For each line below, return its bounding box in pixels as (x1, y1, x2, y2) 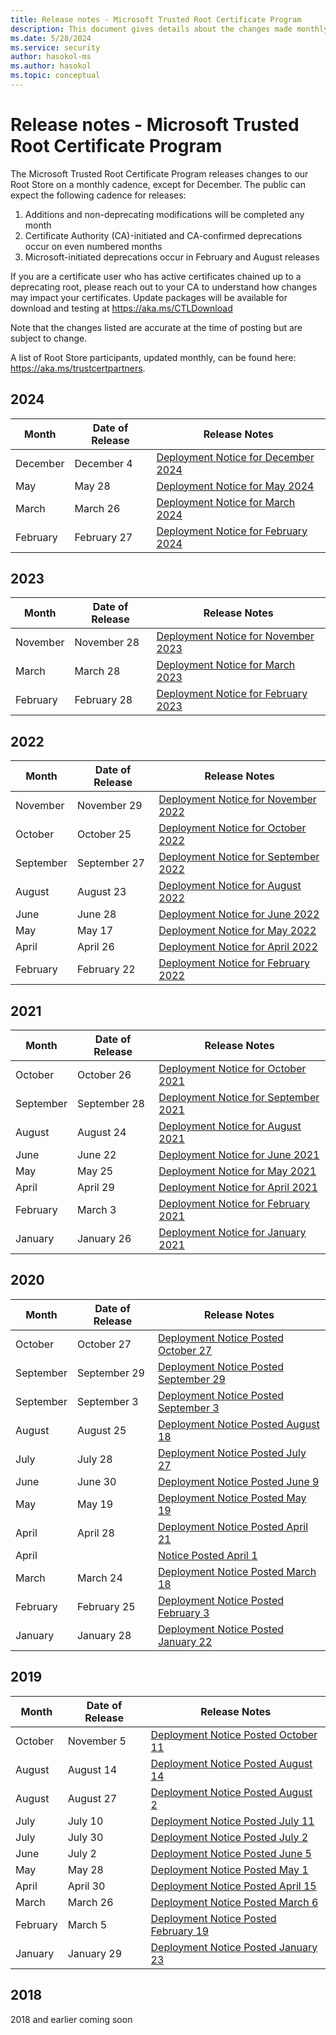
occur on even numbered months (24, 240, 163, 252)
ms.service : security (10, 42, 101, 53)
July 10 (67, 1814, 104, 1828)
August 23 (76, 885, 127, 899)
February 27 (74, 530, 133, 544)
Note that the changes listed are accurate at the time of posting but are (10, 321, 303, 333)
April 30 (67, 1879, 106, 1893)
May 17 (76, 924, 114, 938)
